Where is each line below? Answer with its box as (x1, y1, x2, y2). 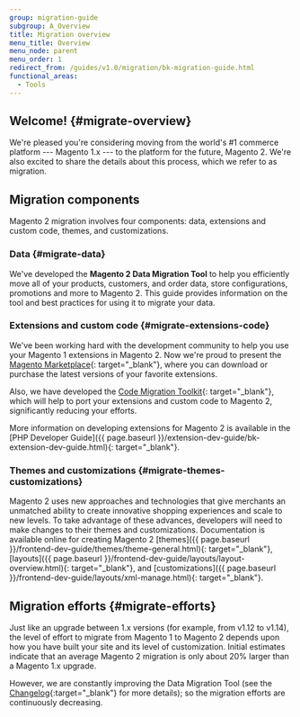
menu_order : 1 (9, 55, 63, 64)
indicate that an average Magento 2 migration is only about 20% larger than (9, 650, 289, 661)
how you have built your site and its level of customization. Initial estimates (9, 641, 286, 652)
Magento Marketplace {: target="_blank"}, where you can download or (9, 359, 268, 370)
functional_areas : (9, 72, 78, 81)
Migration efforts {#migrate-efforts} (9, 598, 217, 614)
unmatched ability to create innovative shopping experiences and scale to (9, 506, 283, 516)
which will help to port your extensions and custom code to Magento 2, (9, 395, 272, 406)
